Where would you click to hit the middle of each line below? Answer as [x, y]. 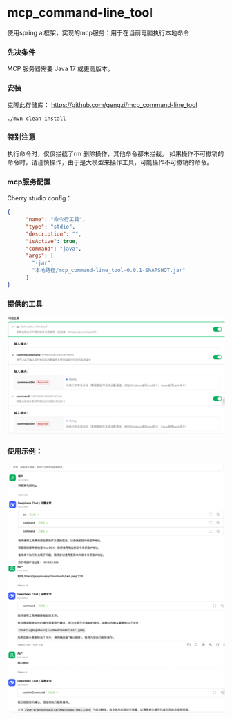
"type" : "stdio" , [50, 227]
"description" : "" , [53, 234]
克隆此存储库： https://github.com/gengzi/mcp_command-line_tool [103, 104]
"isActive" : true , [52, 241]
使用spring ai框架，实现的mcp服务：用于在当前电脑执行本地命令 [98, 32]
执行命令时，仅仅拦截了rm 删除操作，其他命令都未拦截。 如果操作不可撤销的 [116, 153]
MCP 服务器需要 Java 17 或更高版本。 [60, 69]
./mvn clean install [37, 119]
